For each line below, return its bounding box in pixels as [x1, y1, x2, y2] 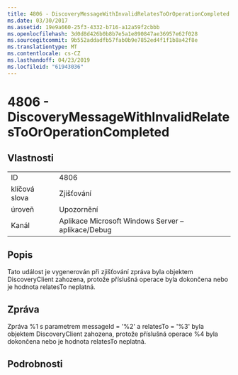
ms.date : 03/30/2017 [7, 17, 69, 24]
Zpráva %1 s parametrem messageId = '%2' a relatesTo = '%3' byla [7, 322, 204, 331]
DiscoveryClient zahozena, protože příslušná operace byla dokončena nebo [7, 275, 229, 284]
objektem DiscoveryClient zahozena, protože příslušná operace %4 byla [7, 330, 218, 338]
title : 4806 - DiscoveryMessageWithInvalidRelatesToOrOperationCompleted [7, 10, 230, 18]
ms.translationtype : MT [7, 43, 78, 50]
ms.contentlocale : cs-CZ [7, 50, 81, 58]
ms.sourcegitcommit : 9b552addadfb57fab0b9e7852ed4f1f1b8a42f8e [7, 37, 198, 44]
